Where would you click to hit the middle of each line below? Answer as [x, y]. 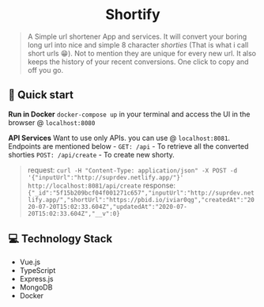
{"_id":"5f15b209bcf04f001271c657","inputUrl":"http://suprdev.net [141, 193]
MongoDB [36, 287]
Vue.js [30, 262]
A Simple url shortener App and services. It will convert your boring [137, 36]
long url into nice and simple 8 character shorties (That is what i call [138, 44]
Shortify [133, 15]
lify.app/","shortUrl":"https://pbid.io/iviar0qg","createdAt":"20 [141, 199]
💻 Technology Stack [60, 239]
